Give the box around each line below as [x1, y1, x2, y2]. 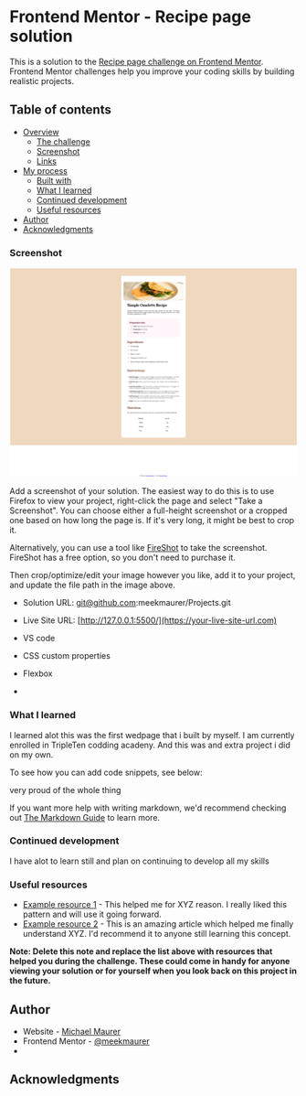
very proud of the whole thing [9, 784, 121, 795]
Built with [36, 175, 72, 186]
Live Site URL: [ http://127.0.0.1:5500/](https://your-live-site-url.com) [22, 615, 277, 626]
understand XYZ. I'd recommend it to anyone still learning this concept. [22, 929, 291, 940]
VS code [22, 633, 56, 644]
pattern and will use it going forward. [22, 908, 162, 920]
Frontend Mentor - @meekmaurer [22, 1036, 150, 1047]
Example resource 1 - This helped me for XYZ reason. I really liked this [22, 899, 288, 910]
